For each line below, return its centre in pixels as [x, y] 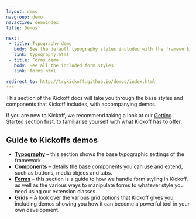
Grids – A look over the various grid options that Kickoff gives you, [95, 198]
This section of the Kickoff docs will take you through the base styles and [94, 98]
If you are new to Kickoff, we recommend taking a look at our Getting [89, 116]
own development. [37, 210]
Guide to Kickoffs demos [52, 140]
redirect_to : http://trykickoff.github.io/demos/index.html [81, 81]
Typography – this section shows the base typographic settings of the [99, 154]
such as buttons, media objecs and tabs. [63, 173]
